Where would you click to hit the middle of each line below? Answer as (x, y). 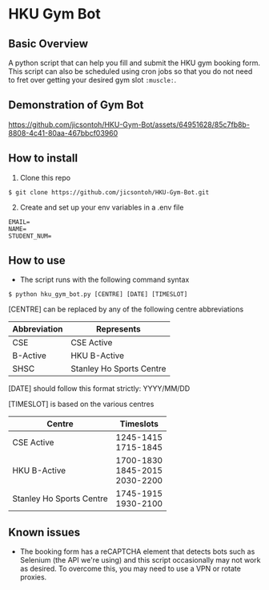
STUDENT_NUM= (30, 236)
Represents (118, 329)
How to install (43, 159)
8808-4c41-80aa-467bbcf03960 (63, 132)
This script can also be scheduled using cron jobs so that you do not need (130, 71)
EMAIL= (19, 222)
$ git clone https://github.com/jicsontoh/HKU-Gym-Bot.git (109, 192)
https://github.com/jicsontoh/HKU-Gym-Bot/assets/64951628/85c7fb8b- (129, 124)
